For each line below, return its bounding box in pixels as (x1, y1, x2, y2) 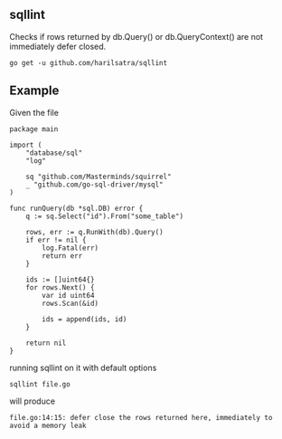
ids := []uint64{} (25, 275, 95, 284)
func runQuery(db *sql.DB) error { (9, 204, 144, 213)
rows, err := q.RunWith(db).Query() (25, 227, 164, 236)
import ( (9, 140, 42, 149)
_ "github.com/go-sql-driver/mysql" (25, 180, 164, 189)
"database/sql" (25, 148, 83, 157)
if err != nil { (25, 235, 88, 244)
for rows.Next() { (25, 282, 95, 292)
